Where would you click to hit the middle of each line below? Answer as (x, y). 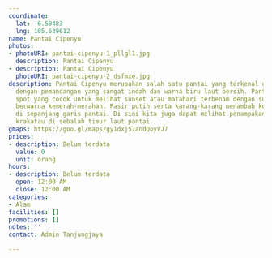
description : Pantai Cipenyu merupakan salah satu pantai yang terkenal (134, 84)
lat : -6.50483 (39, 24)
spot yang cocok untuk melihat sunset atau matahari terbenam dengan (135, 99)
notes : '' (25, 227)
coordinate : (28, 16)
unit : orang (36, 159)
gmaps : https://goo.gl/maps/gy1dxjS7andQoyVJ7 (88, 129)
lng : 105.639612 (43, 31)
